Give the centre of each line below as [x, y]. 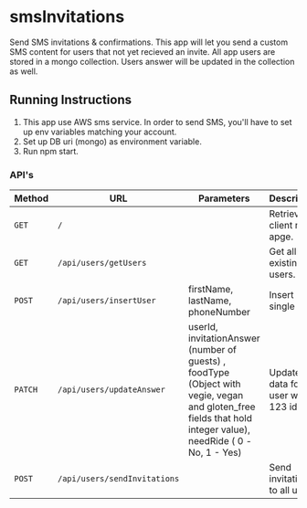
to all [280, 491]
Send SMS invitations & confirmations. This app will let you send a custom [149, 42]
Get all [283, 251]
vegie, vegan [216, 396]
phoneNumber [220, 312]
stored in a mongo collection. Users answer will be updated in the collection [152, 61]
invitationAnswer [224, 338]
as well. [24, 71]
